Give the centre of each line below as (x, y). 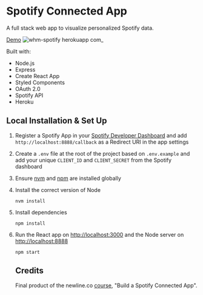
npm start (28, 252)
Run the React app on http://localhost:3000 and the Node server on (99, 234)
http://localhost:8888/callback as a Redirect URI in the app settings (102, 142)
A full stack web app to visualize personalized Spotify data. (80, 28)
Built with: (19, 51)
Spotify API (29, 95)
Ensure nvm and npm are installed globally (68, 178)
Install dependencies (41, 212)
